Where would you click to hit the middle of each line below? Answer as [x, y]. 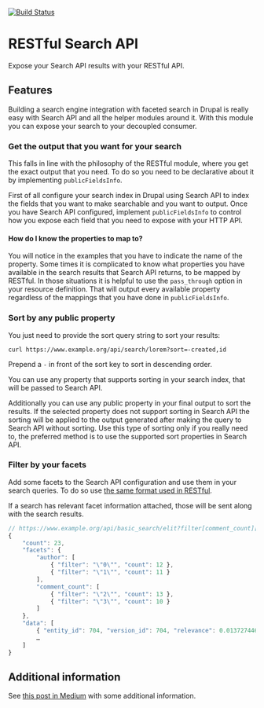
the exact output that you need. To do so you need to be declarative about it [131, 172]
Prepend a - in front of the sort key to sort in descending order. [110, 364]
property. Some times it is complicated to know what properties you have [126, 264]
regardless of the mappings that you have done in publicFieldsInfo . [119, 298]
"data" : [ [38, 624]
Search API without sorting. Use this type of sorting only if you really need [128, 427]
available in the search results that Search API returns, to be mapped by [125, 273]
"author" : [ [56, 558]
